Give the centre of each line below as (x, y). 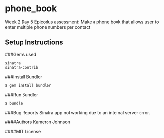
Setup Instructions (34, 43)
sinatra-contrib (22, 67)
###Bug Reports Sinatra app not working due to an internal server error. (78, 112)
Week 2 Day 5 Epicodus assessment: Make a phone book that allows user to (82, 22)
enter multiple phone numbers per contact (48, 27)
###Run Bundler (22, 94)
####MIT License (23, 131)
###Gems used (21, 54)
